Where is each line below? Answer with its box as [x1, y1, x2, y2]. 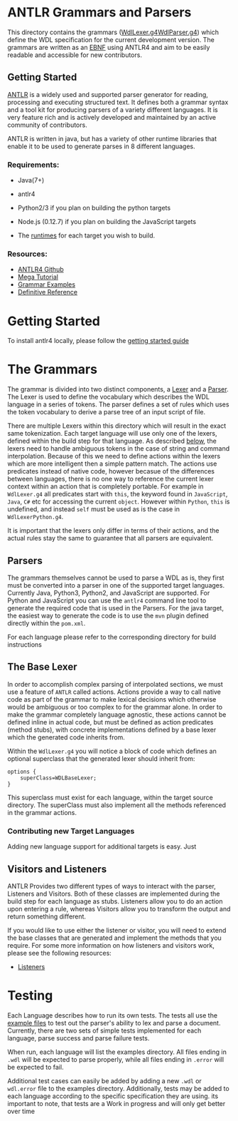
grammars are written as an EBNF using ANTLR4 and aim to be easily [7, 43, 210, 51]
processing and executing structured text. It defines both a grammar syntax [7, 98, 229, 106]
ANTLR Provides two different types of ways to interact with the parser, [7, 881, 217, 890]
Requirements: [7, 160, 60, 170]
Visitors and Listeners [7, 863, 107, 875]
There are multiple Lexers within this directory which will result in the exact [7, 421, 227, 430]
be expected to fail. [7, 1063, 64, 1071]
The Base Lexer [7, 661, 77, 673]
